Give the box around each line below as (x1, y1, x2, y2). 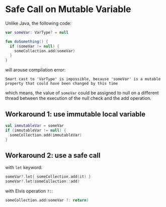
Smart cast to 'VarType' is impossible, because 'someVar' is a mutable (5, 77, 161, 82)
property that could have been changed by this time (5, 81, 118, 86)
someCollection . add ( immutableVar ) (10, 132, 82, 137)
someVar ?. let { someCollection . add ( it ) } (5, 174, 92, 179)
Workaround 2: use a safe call (5, 151, 101, 160)
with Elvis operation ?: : (5, 188, 53, 194)
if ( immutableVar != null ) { (5, 127, 66, 133)
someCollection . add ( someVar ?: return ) (5, 198, 89, 203)
